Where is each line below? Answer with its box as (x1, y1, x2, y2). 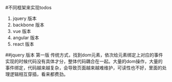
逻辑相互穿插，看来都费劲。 (9, 71, 68, 77)
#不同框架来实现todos (5, 5, 52, 10)
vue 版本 (12, 28, 32, 34)
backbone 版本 (12, 22, 45, 28)
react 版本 (12, 41, 34, 47)
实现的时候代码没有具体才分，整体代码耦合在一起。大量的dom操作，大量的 (5, 58, 163, 64)
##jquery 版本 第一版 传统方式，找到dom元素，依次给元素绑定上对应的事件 (5, 52, 163, 58)
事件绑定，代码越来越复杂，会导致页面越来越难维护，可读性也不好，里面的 (5, 65, 162, 71)
